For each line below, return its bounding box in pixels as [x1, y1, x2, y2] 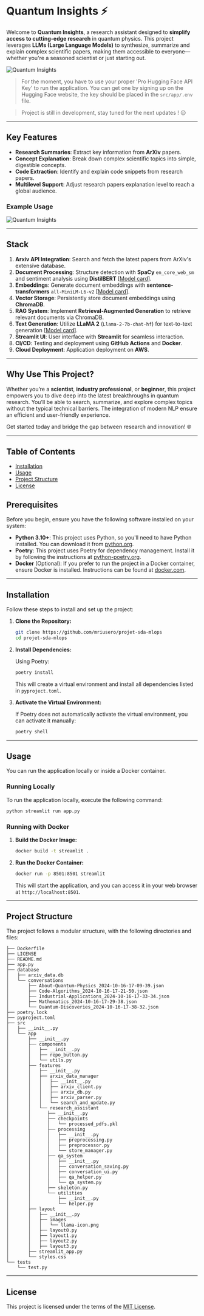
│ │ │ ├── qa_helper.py [6, 1174, 102, 1181]
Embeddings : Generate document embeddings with [15, 281, 146, 289]
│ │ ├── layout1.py [6, 1233, 78, 1239]
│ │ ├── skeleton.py [6, 1185, 88, 1191]
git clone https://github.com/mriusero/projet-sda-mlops [15, 629, 163, 636]
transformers [15, 287, 50, 295]
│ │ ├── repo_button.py [6, 1052, 88, 1058]
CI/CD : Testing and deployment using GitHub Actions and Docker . [15, 339, 183, 346]
